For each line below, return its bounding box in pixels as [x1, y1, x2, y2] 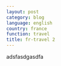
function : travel [6, 31, 50, 37]
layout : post [6, 8, 39, 15]
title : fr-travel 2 [6, 37, 56, 43]
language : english [6, 20, 53, 26]
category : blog [6, 14, 45, 20]
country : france [6, 25, 47, 32]
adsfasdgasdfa [6, 53, 43, 60]
